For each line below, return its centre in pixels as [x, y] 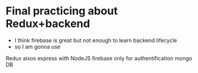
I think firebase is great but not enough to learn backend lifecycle [96, 40]
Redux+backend [48, 24]
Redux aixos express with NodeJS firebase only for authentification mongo [99, 58]
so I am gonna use [38, 47]
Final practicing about [62, 11]
